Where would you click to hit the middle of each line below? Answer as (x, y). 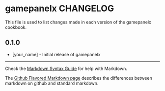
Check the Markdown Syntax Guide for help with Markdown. (66, 68)
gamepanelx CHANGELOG (60, 9)
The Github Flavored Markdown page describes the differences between (79, 78)
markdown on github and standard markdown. (52, 83)
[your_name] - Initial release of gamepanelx (56, 54)
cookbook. (16, 27)
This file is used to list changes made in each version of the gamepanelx (78, 22)
